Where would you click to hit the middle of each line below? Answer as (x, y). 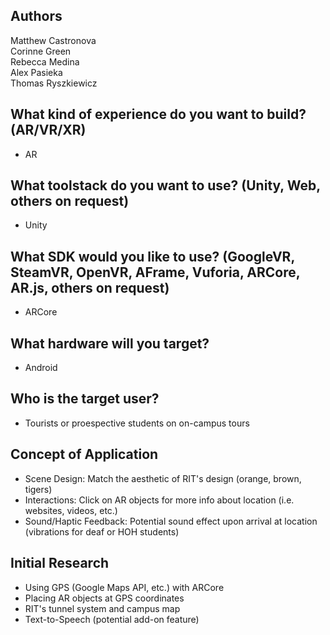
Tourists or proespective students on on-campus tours (137, 423)
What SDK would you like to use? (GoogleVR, (152, 256)
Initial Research (60, 563)
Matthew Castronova (53, 40)
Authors (36, 16)
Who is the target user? (85, 399)
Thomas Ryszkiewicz (54, 83)
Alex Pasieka (36, 72)
